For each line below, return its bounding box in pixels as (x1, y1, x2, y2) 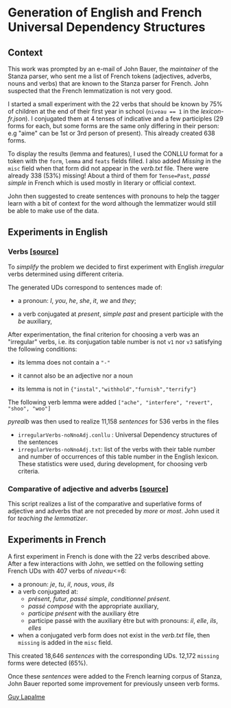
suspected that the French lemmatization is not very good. (8, 87, 173, 95)
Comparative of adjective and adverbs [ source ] (8, 484, 169, 493)
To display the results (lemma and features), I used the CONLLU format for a (8, 149, 223, 158)
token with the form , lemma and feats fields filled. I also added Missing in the (8, 157, 222, 165)
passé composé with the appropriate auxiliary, (27, 602, 159, 610)
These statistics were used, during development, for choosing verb (17, 459, 208, 467)
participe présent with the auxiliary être (27, 609, 139, 618)
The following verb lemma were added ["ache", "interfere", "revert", (8, 398, 213, 406)
